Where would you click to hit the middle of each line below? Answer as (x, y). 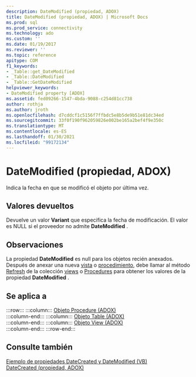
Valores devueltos (40, 206)
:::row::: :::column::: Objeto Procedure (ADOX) (61, 310)
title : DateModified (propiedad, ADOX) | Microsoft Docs (77, 17)
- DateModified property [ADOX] (45, 93)
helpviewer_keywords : (33, 88)
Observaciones (35, 245)
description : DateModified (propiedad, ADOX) (62, 11)
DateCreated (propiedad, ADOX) (45, 368)
